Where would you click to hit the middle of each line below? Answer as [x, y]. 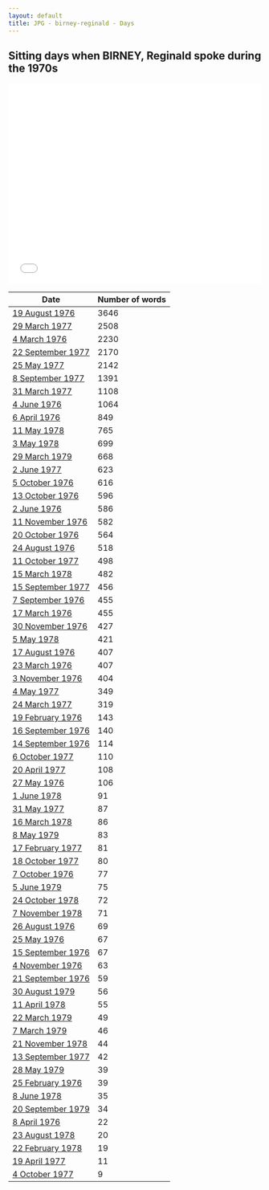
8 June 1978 [37, 1096]
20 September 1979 [51, 1109]
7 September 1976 [49, 601]
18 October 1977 [46, 862]
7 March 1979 [40, 1031]
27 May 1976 [39, 783]
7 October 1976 [43, 874]
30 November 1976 [50, 626]
